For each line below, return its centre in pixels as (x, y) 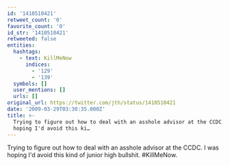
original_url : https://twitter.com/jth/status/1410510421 (91, 103)
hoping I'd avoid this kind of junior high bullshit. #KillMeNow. (92, 155)
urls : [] (26, 97)
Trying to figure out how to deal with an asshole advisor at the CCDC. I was (113, 147)
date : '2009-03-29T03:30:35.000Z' (56, 109)
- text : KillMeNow (46, 58)
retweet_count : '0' (35, 20)
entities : (21, 45)
